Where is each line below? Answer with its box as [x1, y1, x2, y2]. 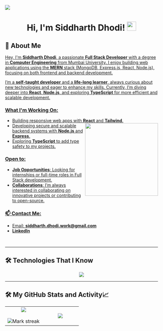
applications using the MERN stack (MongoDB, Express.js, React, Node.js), [5, 65, 155, 70]
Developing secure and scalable [12, 123, 77, 129]
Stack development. [12, 177, 52, 183]
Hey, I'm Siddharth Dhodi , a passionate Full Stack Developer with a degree [5, 54, 156, 60]
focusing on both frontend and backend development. [5, 70, 113, 76]
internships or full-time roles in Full [12, 172, 82, 177]
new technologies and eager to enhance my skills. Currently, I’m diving [5, 84, 147, 90]
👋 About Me [5, 41, 41, 50]
